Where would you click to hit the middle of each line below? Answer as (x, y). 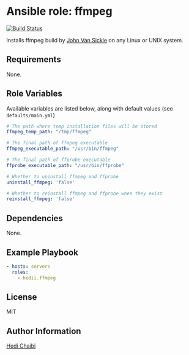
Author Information (44, 331)
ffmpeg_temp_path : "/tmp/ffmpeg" (49, 132)
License (22, 297)
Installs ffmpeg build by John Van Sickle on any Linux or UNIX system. (95, 40)
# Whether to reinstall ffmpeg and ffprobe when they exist (85, 193)
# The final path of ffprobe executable (59, 160)
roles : (20, 272)
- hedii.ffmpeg (37, 278)
